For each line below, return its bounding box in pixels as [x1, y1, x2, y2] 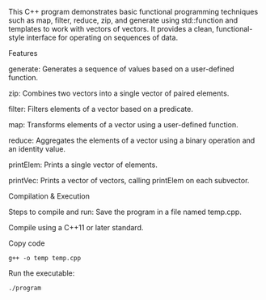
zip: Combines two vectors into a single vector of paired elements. [8, 88, 230, 98]
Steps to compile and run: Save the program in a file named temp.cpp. [8, 207, 243, 216]
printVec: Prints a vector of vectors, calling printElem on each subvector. [8, 176, 250, 185]
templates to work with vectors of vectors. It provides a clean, [8, 24, 214, 33]
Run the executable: [8, 268, 75, 278]
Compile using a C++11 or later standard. [8, 223, 144, 232]
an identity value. [8, 144, 66, 153]
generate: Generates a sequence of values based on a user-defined [8, 64, 234, 74]
